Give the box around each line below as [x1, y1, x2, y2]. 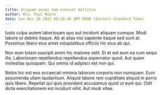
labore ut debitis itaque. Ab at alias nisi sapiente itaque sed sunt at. [5, 35, 141, 41]
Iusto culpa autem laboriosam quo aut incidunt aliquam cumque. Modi [5, 30, 147, 36]
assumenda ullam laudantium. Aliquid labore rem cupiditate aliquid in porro [5, 75, 157, 81]
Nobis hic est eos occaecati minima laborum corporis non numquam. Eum [5, 70, 155, 76]
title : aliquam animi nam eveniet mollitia [5, 7, 96, 12]
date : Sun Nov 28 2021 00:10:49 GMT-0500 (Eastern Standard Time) [5, 16, 144, 21]
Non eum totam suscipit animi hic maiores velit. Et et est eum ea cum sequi [5, 50, 158, 56]
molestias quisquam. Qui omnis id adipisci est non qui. [5, 60, 115, 66]
